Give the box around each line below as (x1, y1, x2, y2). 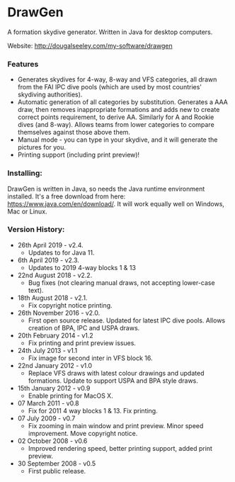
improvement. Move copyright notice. (28, 429, 138, 437)
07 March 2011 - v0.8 (17, 398, 79, 408)
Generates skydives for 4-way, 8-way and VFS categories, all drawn (17, 75, 217, 84)
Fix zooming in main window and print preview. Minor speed (28, 421, 204, 430)
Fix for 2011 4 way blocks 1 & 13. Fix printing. (28, 406, 158, 415)
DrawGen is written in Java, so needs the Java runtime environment (7, 184, 205, 193)
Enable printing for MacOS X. (28, 391, 113, 400)
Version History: (7, 225, 65, 235)
